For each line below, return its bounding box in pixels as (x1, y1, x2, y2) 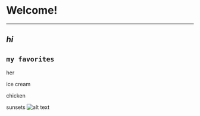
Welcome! (6, 4, 58, 17)
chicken (6, 92, 26, 99)
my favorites (6, 55, 55, 63)
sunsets (6, 104, 26, 111)
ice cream (6, 81, 31, 88)
